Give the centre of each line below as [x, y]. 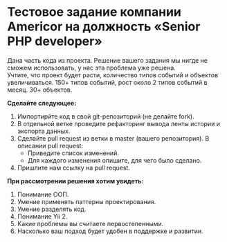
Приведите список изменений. [73, 153]
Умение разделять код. [52, 209]
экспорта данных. [44, 131]
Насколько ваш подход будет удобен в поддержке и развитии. [110, 231]
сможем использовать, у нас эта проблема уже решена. [92, 68]
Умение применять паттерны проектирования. [87, 201]
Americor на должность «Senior [104, 27]
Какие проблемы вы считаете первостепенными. [90, 223]
